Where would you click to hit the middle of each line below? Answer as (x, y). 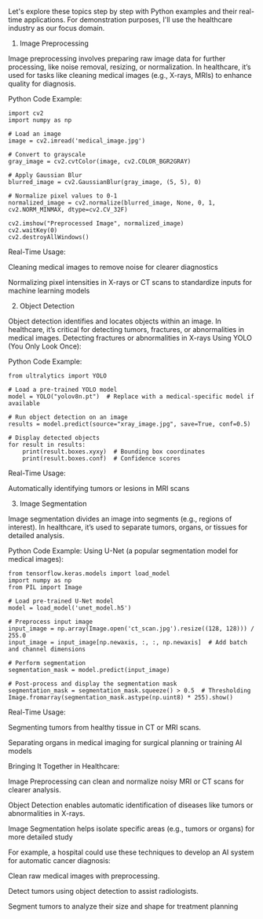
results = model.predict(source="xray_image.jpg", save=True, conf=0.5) (130, 424)
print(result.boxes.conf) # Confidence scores (101, 459)
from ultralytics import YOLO (58, 376)
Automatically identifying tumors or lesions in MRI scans (99, 488)
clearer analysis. (35, 790)
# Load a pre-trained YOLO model (63, 389)
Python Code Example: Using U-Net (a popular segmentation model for (123, 551)
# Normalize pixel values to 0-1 (63, 196)
